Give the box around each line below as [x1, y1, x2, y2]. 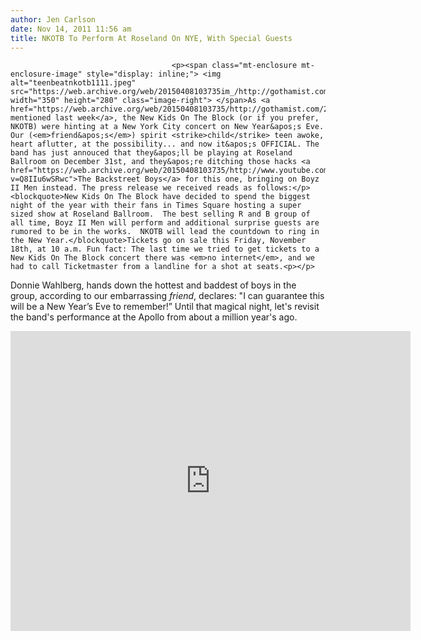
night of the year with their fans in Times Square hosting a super [10, 201, 302, 211]
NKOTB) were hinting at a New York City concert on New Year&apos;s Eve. [10, 122, 325, 132]
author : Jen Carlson [10, 14, 97, 25]
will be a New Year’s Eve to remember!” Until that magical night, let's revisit [10, 301, 320, 313]
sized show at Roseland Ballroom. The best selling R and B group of [10, 209, 311, 220]
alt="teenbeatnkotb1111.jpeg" [10, 78, 137, 88]
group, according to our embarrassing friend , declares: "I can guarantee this [10, 290, 325, 302]
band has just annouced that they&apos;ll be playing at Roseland [10, 148, 293, 158]
